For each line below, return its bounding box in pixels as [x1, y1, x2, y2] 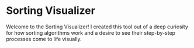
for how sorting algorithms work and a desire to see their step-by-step [6, 29, 176, 36]
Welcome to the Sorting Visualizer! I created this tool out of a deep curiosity [6, 23, 189, 30]
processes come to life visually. [6, 35, 82, 42]
